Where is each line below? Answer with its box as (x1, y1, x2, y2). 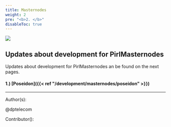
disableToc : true (5, 21, 42, 27)
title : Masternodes (5, 7, 47, 13)
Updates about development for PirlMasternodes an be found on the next (5, 63, 159, 70)
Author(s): (5, 97, 27, 103)
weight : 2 (5, 12, 26, 17)
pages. (5, 69, 20, 75)
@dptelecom (5, 106, 32, 112)
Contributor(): (5, 116, 34, 122)
